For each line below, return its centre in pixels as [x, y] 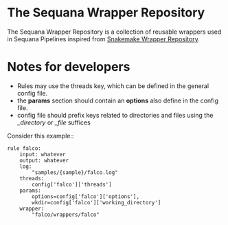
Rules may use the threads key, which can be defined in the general [113, 86]
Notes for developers [69, 67]
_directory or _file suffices [54, 122]
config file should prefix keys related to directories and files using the [115, 115]
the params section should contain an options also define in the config [117, 100]
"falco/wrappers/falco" [66, 215]
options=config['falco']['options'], [85, 196]
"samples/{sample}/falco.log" [75, 172]
